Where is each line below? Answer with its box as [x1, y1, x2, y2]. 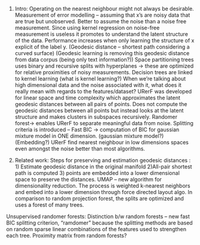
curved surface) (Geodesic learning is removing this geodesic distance [14, 50, 190, 56]
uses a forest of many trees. [14, 201, 84, 208]
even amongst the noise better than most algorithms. [14, 145, 145, 152]
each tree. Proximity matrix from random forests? [6, 232, 127, 239]
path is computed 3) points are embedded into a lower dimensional [14, 170, 180, 176]
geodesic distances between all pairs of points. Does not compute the [14, 101, 187, 107]
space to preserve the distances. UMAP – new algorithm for [14, 176, 162, 183]
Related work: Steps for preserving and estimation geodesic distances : [14, 157, 191, 164]
